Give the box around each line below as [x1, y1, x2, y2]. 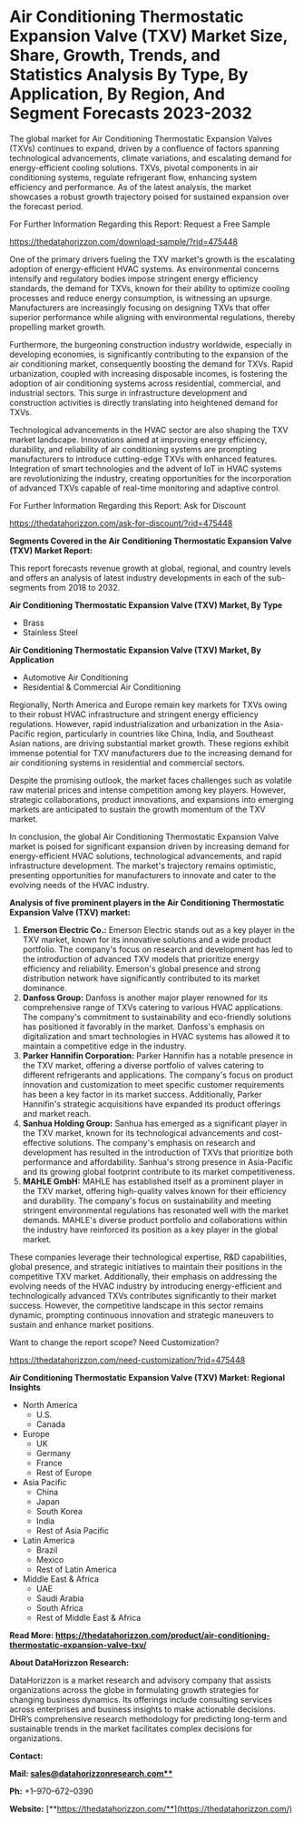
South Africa [35, 1602, 83, 1613]
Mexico [35, 1554, 64, 1565]
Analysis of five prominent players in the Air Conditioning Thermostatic [9, 896, 285, 907]
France [35, 1457, 64, 1468]
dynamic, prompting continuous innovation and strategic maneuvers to [9, 1309, 274, 1321]
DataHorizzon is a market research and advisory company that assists [9, 1675, 272, 1686]
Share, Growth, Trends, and [9, 46, 221, 66]
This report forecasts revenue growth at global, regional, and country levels [9, 562, 292, 573]
